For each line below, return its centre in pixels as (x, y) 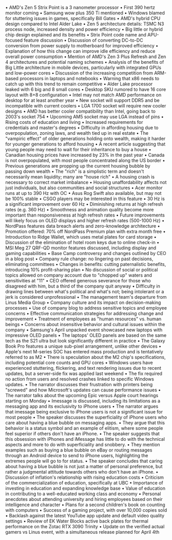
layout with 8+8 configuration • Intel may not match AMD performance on (83, 95)
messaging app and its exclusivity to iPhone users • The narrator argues (82, 406)
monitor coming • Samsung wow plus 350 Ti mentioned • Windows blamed (85, 13)
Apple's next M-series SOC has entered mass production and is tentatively (84, 352)
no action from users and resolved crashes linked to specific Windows (80, 379)
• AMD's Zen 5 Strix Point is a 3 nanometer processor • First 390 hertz (80, 7)
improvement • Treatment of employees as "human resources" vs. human (83, 319)
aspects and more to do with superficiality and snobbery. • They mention (83, 445)
